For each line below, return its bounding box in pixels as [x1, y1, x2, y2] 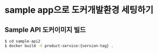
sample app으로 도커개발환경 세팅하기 [4, 4, 154, 16]
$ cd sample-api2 [4, 39, 41, 44]
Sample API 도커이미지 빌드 [4, 26, 86, 34]
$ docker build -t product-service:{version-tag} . [4, 43, 113, 48]
